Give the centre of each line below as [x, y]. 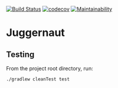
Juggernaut [35, 33]
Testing [20, 54]
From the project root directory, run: [50, 68]
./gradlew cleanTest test [38, 79]
